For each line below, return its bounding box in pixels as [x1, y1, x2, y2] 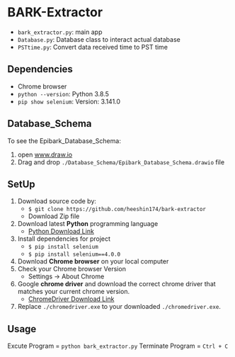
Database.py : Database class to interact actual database [17, 35, 180, 43]
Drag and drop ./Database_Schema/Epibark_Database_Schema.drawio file [17, 157, 225, 166]
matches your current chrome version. [17, 288, 130, 296]
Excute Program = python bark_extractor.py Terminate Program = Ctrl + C [7, 341, 229, 351]
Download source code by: [17, 197, 97, 205]
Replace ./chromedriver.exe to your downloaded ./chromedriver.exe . [17, 302, 222, 311]
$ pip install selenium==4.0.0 [28, 251, 121, 259]
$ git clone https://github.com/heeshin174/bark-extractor [28, 206, 207, 213]
